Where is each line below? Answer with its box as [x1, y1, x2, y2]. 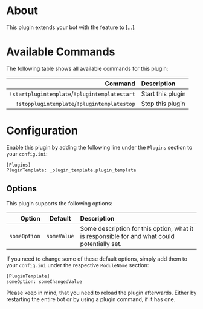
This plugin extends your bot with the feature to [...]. [6, 24, 136, 31]
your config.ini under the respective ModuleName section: [6, 261, 149, 268]
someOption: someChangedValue [6, 278, 83, 285]
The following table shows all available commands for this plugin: [6, 65, 169, 72]
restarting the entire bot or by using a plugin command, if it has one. [6, 295, 176, 303]
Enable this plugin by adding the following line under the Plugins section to [6, 144, 193, 151]
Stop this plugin [141, 99, 185, 108]
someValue [46, 233, 74, 239]
